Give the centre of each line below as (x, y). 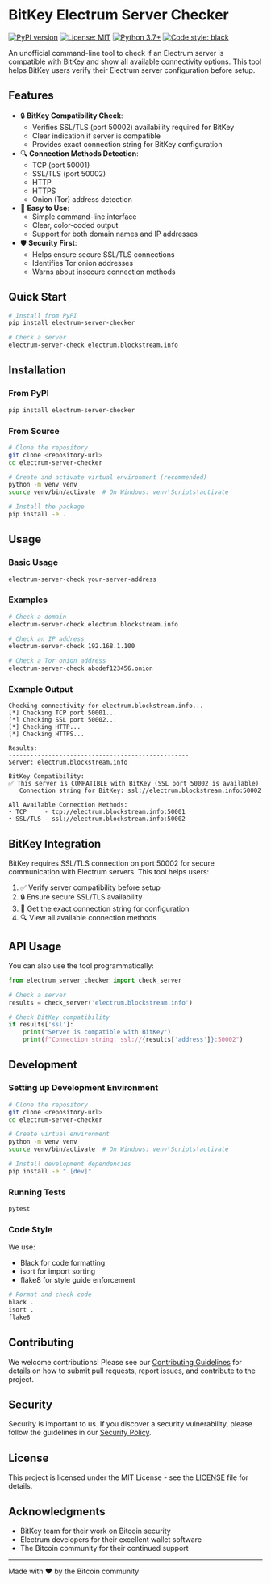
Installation (37, 371)
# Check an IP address (46, 639)
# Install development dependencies (70, 1164)
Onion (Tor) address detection (82, 199)
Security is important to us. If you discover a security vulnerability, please (130, 1424)
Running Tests (37, 1192)
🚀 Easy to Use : (45, 208)
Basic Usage (33, 562)
